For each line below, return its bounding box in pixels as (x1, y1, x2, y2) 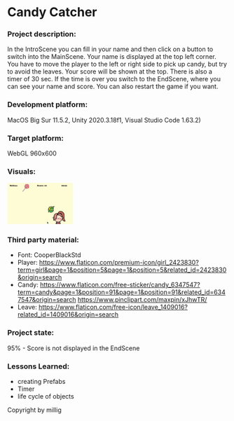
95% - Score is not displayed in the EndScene (7, 344, 140, 352)
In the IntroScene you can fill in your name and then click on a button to (7, 45, 214, 53)
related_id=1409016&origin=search (17, 310, 119, 319)
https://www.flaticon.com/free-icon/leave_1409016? (38, 303, 188, 312)
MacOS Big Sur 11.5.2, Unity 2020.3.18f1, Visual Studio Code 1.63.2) (7, 116, 201, 124)
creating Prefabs (17, 378, 66, 386)
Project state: (7, 328, 55, 338)
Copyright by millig (7, 406, 62, 414)
